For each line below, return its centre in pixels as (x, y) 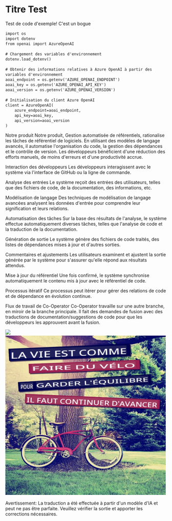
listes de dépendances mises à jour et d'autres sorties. (63, 245)
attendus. (15, 265)
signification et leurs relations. (37, 208)
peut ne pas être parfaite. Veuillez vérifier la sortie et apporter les (74, 508)
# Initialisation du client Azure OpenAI (50, 100)
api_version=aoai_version (42, 121)
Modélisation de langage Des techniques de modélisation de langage (78, 198)
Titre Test (26, 9)
